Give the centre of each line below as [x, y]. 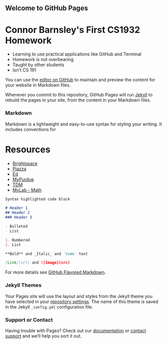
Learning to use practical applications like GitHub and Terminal [77, 54]
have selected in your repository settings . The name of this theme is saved [82, 301]
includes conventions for [31, 129]
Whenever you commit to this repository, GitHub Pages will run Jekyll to [79, 95]
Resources [28, 149]
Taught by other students [38, 65]
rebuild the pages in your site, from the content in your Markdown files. [78, 100]
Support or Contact [29, 319]
